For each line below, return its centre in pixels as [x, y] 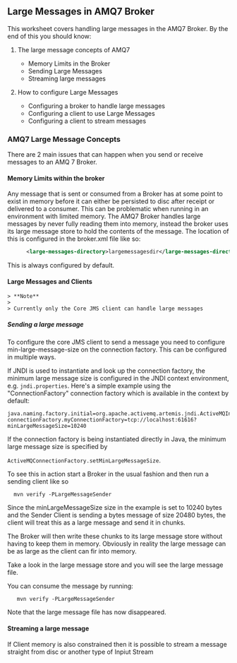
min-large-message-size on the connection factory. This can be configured [117, 350]
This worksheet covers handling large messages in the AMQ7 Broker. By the [118, 28]
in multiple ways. [32, 357]
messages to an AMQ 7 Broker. [52, 162]
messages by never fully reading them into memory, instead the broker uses [118, 224]
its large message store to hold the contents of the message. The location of [118, 232]
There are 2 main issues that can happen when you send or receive [105, 155]
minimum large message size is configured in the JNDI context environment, [118, 378]
